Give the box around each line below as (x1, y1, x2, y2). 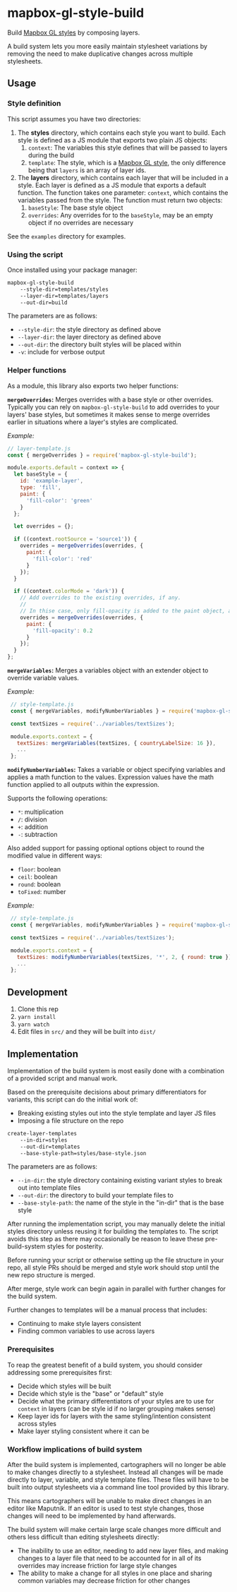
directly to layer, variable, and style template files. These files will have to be (7, 1476, 229, 1484)
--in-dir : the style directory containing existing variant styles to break (17, 1176, 223, 1185)
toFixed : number (17, 888, 66, 896)
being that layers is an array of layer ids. (28, 166, 147, 174)
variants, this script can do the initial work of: (7, 1095, 138, 1104)
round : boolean (17, 880, 61, 888)
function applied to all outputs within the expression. (7, 780, 160, 789)
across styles (17, 1419, 56, 1428)
